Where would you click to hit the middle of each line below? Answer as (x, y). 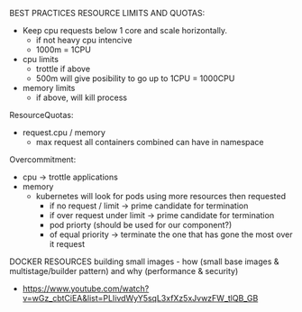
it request (67, 244)
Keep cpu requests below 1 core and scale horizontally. (125, 30)
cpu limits (40, 59)
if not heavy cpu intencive (84, 40)
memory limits (49, 88)
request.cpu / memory (64, 133)
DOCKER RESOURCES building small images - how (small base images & (144, 262)
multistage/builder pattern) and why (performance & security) (124, 271)
